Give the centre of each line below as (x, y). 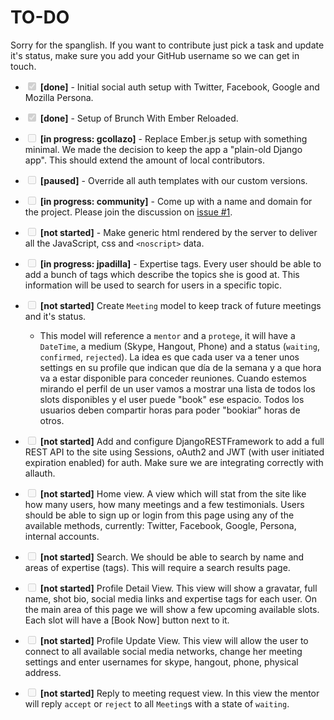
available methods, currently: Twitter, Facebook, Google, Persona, (160, 525)
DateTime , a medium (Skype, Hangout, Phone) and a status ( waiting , (179, 346)
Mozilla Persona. (59, 97)
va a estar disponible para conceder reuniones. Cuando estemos (173, 378)
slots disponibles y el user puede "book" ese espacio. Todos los (172, 399)
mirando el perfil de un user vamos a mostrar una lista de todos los (177, 388)
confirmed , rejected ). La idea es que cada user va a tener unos (169, 357)
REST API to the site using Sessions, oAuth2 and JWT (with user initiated (174, 452)
